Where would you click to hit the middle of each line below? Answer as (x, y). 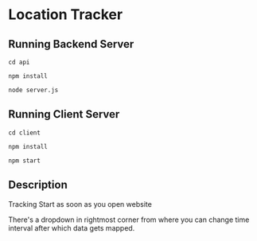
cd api (19, 62)
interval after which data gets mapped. (72, 227)
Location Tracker (66, 15)
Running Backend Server (71, 44)
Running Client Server (64, 114)
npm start (25, 161)
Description (38, 185)
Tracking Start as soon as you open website (80, 204)
